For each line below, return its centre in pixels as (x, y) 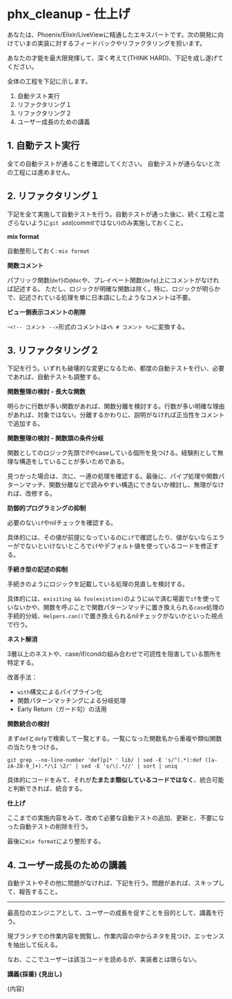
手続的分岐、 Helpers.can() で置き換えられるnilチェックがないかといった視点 (115, 616)
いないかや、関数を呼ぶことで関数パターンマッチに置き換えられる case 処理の (116, 608)
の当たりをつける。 (35, 747)
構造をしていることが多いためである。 (74, 462)
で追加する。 (25, 424)
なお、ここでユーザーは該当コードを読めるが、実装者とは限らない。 (104, 960)
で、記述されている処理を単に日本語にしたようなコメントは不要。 (101, 297)
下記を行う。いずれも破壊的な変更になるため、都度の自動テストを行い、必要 (116, 368)
